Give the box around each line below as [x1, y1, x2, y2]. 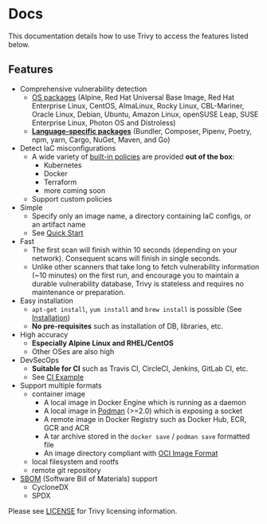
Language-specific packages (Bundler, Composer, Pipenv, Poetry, [31, 126, 253, 136]
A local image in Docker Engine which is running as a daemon [43, 397, 247, 407]
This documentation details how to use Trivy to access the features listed [8, 31, 249, 41]
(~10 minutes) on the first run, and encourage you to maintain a [31, 270, 240, 280]
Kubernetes [43, 160, 82, 170]
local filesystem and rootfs [31, 456, 120, 467]
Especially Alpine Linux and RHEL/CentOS [31, 338, 174, 348]
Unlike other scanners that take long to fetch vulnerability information [31, 262, 260, 271]
